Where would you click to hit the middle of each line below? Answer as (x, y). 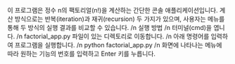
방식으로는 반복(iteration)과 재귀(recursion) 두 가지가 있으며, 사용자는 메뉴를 (120, 19)
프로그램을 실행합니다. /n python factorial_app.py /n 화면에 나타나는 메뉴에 (118, 45)
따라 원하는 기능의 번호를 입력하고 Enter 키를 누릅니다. (82, 54)
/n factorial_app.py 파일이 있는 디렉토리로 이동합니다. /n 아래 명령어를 (113, 36)
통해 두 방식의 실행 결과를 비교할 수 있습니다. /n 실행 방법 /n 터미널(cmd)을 (110, 27)
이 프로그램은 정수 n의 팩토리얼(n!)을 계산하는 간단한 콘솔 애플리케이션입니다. (113, 10)
